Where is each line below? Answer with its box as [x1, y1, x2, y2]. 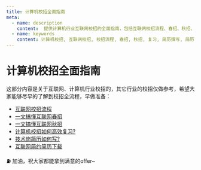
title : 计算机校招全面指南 [6, 8, 66, 15]
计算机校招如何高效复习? [14, 127, 76, 135]
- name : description [11, 20, 63, 26]
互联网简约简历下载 [14, 142, 63, 150]
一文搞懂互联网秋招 [14, 120, 63, 127]
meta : [6, 14, 20, 20]
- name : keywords [11, 31, 55, 37]
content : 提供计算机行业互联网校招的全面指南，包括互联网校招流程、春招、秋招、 [17, 25, 196, 32]
